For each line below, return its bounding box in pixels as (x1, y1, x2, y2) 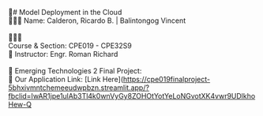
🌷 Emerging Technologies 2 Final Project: (8, 66, 142, 75)
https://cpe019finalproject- (122, 75, 211, 84)
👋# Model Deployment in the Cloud (8, 8, 122, 17)
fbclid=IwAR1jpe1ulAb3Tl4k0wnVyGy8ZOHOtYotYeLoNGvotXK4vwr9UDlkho (8, 92, 256, 100)
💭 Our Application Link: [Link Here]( (8, 75, 124, 84)
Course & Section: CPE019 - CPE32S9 (8, 41, 132, 51)
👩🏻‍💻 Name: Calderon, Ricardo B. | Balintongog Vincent (8, 16, 186, 25)
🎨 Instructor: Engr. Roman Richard (8, 50, 118, 58)
